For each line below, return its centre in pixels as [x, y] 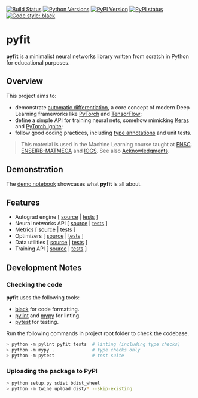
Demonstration [35, 169]
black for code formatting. [47, 309]
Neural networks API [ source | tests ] [61, 224]
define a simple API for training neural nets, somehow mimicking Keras [102, 120]
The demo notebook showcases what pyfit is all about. [74, 184]
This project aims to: [31, 96]
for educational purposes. [38, 62]
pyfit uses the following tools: [43, 298]
